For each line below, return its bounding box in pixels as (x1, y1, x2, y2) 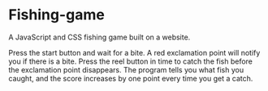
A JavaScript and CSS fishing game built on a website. (8, 32, 191, 42)
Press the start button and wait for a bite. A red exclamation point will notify (8, 48, 261, 57)
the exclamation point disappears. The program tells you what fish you (8, 64, 244, 74)
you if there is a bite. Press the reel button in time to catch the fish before (8, 56, 253, 66)
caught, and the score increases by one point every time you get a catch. (8, 73, 253, 83)
